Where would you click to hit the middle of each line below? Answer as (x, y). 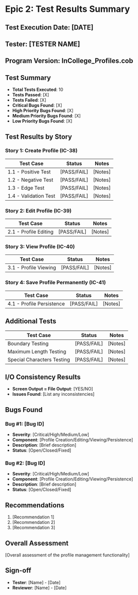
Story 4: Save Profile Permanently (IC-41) (55, 283)
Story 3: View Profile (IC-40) (40, 247)
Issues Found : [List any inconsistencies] (53, 394)
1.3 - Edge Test (26, 188)
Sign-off (18, 571)
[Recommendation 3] (34, 528)
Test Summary (28, 78)
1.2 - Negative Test (30, 180)
